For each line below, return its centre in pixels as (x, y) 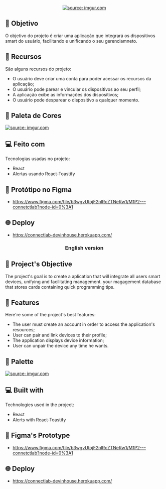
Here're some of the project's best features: (51, 315)
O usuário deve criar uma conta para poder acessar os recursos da (82, 78)
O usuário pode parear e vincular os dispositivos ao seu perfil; (77, 89)
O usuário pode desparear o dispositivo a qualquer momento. (76, 100)
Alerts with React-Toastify (39, 420)
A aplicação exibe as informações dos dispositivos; (65, 94)
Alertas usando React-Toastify (44, 174)
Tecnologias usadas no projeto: (38, 159)
